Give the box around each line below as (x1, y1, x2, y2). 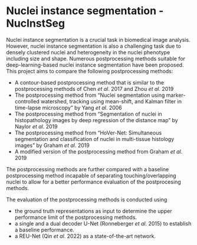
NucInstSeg (6, 17, 65, 30)
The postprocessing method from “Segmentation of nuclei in (14, 110, 162, 117)
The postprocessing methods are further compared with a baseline (6, 165, 169, 172)
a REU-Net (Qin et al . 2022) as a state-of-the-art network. (14, 232, 156, 240)
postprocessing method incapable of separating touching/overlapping (6, 172, 176, 179)
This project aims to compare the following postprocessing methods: (6, 67, 173, 74)
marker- (166, 92, 186, 99)
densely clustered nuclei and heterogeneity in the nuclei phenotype (6, 48, 170, 55)
